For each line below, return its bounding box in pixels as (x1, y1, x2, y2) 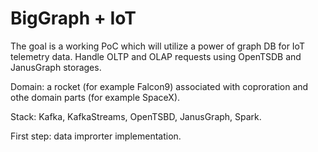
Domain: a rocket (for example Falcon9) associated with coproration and (10, 80, 309, 92)
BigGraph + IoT (10, 7, 137, 30)
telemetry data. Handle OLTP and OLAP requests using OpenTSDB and (10, 50, 302, 62)
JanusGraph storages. (10, 61, 102, 73)
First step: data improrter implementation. (10, 130, 182, 142)
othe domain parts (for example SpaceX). (10, 91, 181, 103)
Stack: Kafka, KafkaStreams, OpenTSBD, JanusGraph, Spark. (10, 110, 262, 122)
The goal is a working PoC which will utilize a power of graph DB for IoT (10, 40, 305, 52)
